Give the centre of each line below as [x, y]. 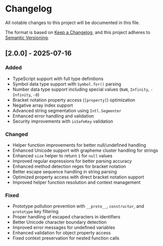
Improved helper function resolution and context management [76, 182]
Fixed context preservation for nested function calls [66, 238]
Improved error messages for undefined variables [64, 227]
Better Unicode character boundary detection [59, 222]
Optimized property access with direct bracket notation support [78, 177]
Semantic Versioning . [27, 38]
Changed [17, 134]
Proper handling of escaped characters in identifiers [66, 217]
